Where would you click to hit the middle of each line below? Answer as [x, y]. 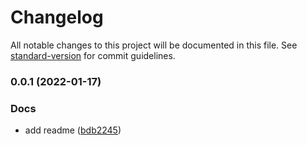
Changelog [57, 17]
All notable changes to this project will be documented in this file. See [154, 45]
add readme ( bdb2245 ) [73, 130]
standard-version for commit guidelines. [93, 55]
